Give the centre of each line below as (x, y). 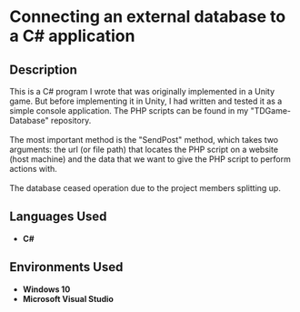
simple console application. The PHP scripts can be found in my (129, 111)
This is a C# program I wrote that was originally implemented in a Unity (142, 91)
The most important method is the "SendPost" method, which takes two (144, 140)
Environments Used (66, 267)
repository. (71, 121)
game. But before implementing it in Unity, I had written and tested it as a (146, 101)
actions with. (33, 169)
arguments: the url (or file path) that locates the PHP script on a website (144, 149)
